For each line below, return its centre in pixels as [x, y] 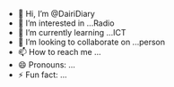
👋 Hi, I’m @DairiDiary [57, 14]
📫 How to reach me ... [59, 52]
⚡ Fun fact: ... [42, 75]
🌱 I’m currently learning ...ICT [72, 32]
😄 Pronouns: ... [47, 65]
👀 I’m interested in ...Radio [66, 23]
